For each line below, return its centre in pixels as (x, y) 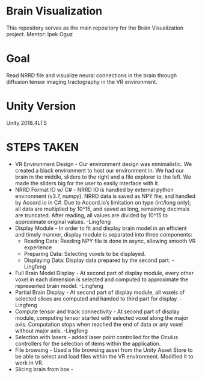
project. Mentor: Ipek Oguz (40, 34)
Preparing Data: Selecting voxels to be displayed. (85, 253)
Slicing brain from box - (44, 369)
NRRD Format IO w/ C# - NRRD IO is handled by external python (94, 189)
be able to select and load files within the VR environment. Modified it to (104, 356)
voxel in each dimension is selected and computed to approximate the (102, 279)
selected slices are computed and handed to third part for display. (96, 298)
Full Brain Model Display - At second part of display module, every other (104, 273)
